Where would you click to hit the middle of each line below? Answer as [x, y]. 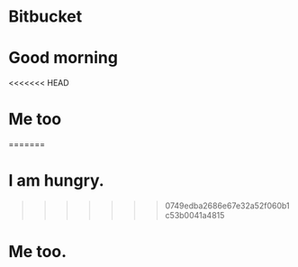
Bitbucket [45, 17]
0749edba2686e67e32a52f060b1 [227, 206]
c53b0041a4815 [195, 215]
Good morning [63, 58]
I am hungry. [56, 181]
